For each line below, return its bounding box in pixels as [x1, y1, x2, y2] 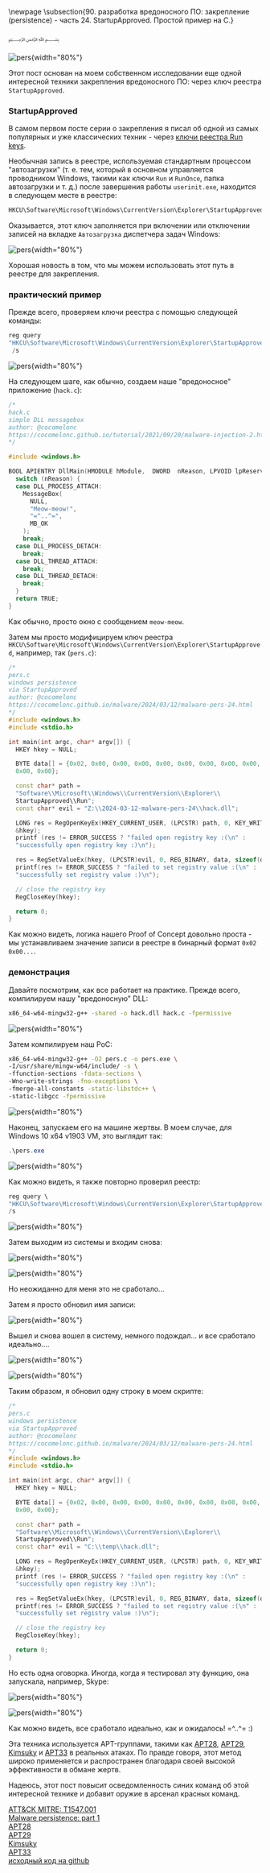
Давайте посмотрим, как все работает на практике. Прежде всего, [8, 985, 241, 994]
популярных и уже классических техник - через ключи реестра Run [8, 132, 243, 142]
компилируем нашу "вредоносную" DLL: [8, 994, 149, 1003]
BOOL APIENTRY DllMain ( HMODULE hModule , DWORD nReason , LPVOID [8, 467, 231, 476]
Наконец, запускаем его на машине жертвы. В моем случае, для [8, 1123, 232, 1132]
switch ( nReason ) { [15, 475, 81, 483]
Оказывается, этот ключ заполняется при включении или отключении [8, 221, 251, 230]
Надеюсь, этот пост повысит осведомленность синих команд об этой [8, 1780, 249, 1790]
